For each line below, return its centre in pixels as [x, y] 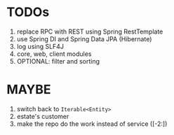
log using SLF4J [40, 46]
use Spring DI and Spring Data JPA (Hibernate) [84, 38]
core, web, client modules [54, 54]
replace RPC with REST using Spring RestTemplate [90, 31]
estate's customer [43, 116]
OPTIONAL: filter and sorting [58, 61]
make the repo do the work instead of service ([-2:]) [92, 124]
